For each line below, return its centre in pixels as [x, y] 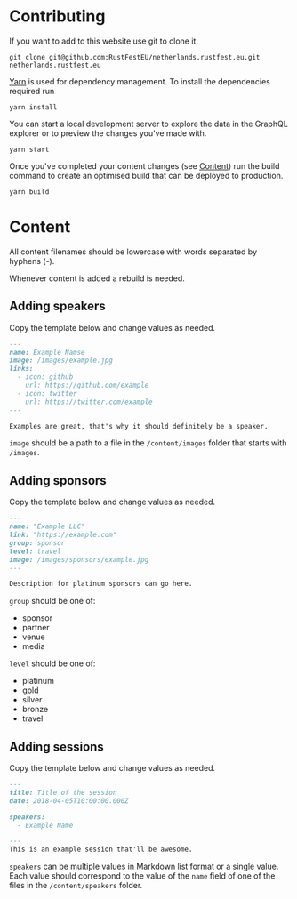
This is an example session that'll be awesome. [101, 850]
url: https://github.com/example [87, 385]
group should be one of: [52, 601]
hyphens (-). [32, 261]
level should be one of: [52, 663]
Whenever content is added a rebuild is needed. [97, 278]
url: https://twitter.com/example [89, 402]
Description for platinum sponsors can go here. [101, 584]
